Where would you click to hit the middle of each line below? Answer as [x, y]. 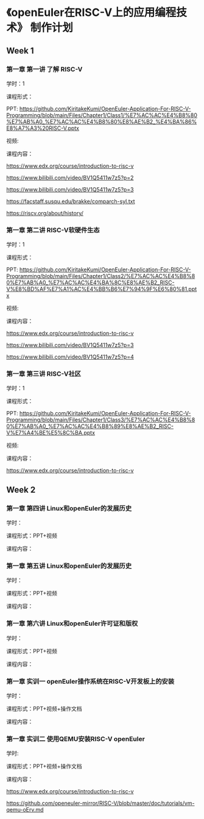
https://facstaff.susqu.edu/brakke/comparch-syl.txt [71, 201]
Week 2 [21, 489]
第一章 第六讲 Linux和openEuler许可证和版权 [72, 624]
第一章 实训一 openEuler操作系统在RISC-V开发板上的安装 [90, 681]
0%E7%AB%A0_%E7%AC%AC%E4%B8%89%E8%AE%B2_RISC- [90, 426]
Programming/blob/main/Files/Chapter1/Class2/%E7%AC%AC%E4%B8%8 [101, 276]
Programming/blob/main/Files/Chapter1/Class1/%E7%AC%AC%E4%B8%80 [102, 115]
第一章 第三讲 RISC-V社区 [44, 374]
